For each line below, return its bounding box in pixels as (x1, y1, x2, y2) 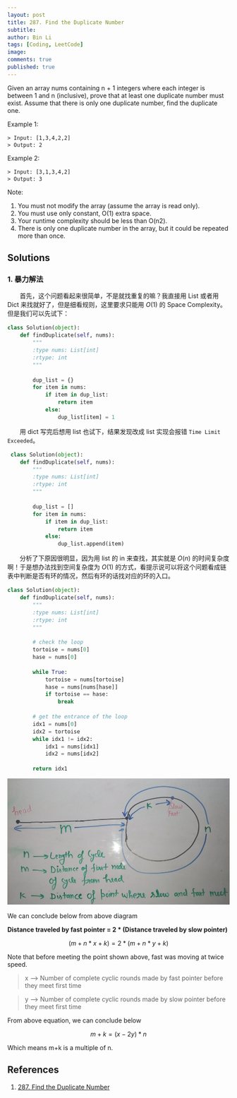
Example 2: (7, 154, 40, 162)
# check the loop (32, 639, 83, 646)
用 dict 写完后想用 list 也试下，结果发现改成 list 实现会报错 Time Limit (19, 427, 221, 435)
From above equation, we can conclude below (7, 1016, 142, 1025)
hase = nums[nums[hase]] (44, 683, 119, 691)
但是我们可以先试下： (7, 309, 69, 318)
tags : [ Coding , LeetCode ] (7, 41, 83, 49)
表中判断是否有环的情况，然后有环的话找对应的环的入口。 (7, 572, 174, 580)
